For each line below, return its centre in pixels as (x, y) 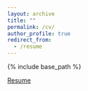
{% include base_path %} (44, 67)
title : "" (22, 20)
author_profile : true (39, 34)
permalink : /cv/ (31, 27)
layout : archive (31, 14)
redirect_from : (30, 40)
